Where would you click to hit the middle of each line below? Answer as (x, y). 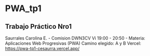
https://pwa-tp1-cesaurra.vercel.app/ (42, 48)
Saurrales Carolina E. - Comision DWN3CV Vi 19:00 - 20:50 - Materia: (75, 38)
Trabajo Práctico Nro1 (38, 27)
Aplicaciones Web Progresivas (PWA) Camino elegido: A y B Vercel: (73, 43)
